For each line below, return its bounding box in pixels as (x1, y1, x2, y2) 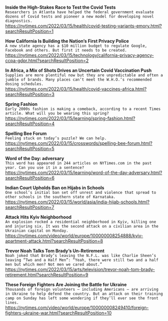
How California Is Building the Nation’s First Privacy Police (5, 38, 129, 44)
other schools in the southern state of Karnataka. (5, 194, 116, 199)
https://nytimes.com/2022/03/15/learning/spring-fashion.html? (5, 116, 136, 121)
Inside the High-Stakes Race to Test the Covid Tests (5, 5, 116, 10)
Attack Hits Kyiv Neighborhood (5, 214, 72, 220)
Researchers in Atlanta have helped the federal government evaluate (5, 10, 154, 15)
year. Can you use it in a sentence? (5, 165, 85, 170)
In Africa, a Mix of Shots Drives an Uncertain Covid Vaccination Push (5, 68, 152, 73)
